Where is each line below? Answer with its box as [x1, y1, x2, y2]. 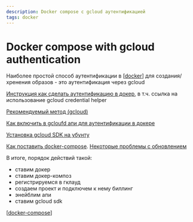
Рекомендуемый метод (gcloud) [6, 108, 88, 115]
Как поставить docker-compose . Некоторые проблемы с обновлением [6, 143, 187, 150]
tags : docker [6, 14, 39, 20]
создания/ [155, 72, 182, 79]
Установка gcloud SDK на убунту [6, 131, 90, 138]
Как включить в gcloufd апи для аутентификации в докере [6, 120, 155, 127]
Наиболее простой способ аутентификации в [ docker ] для [6, 72, 155, 79]
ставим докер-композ [14, 172, 72, 180]
